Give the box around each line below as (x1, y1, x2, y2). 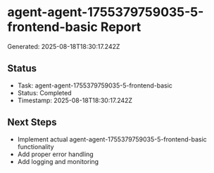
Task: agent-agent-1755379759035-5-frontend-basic (17, 81, 172, 90)
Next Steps (7, 116, 57, 128)
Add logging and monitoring (17, 157, 99, 165)
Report (100, 19, 141, 35)
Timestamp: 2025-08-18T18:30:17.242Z (17, 96, 132, 104)
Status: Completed (17, 88, 72, 97)
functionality (17, 142, 54, 151)
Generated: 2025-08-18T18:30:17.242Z (7, 42, 120, 50)
